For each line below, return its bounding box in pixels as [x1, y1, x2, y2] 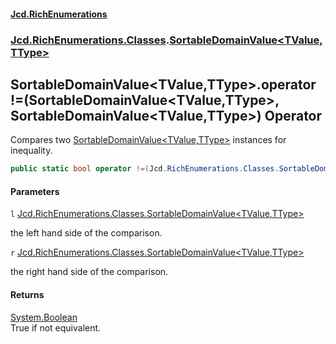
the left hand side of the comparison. [10, 227, 163, 239]
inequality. [10, 145, 53, 157]
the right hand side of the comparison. [10, 266, 169, 278]
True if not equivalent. [10, 321, 102, 334]
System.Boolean [10, 311, 78, 323]
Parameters [10, 185, 60, 197]
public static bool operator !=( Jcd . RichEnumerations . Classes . [10, 164, 280, 174]
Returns [10, 289, 45, 300]
